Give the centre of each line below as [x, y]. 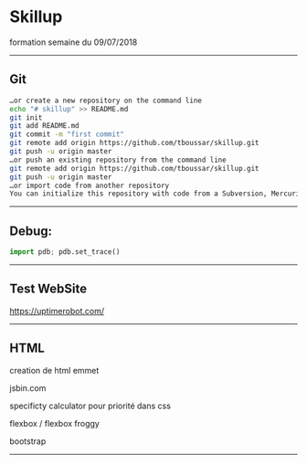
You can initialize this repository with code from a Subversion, [138, 194]
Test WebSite [48, 289]
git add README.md [44, 126]
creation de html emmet [54, 370]
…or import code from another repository [90, 185]
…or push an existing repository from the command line [118, 160]
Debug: [31, 231]
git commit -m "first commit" [67, 134]
